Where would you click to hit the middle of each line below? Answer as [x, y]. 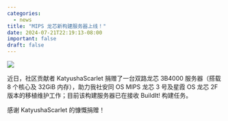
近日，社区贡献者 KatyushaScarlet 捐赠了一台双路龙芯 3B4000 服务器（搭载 [114, 78]
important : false [32, 39]
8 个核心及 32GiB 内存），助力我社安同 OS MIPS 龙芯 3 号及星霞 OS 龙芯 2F [113, 87]
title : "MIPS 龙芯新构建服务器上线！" [57, 26]
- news [23, 20]
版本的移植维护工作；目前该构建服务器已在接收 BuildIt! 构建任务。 [100, 95]
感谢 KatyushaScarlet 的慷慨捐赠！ [56, 110]
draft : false [26, 45]
